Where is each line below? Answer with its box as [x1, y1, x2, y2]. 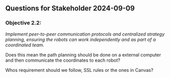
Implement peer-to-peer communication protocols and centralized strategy [5, 31, 165, 37]
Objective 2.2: [5, 19, 42, 27]
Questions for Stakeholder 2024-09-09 [5, 4, 135, 13]
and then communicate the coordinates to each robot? [5, 57, 121, 63]
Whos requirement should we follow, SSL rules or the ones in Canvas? [5, 67, 154, 73]
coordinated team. [5, 42, 45, 48]
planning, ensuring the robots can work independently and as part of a [5, 36, 156, 42]
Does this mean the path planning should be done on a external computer [5, 51, 161, 58]
